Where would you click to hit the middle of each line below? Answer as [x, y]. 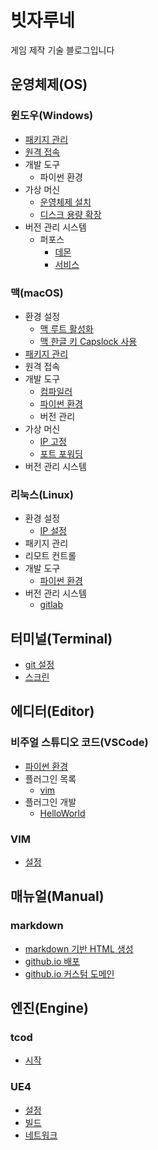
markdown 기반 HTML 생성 [79, 948]
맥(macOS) [37, 293]
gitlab [51, 605]
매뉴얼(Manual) [57, 896]
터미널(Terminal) [61, 638]
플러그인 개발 [50, 802]
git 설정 [39, 665]
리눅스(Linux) [42, 494]
